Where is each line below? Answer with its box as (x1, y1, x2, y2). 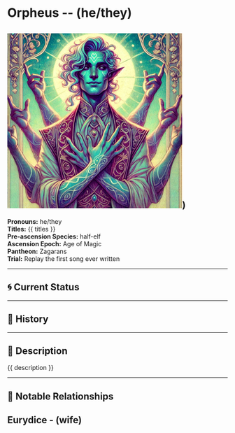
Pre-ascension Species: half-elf (7, 232, 101, 241)
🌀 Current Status (7, 281, 80, 293)
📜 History (7, 313, 49, 325)
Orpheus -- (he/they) (7, 5, 132, 21)
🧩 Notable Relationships (7, 390, 114, 402)
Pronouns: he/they (7, 218, 62, 225)
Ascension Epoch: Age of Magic (7, 240, 102, 248)
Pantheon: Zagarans (7, 247, 67, 255)
